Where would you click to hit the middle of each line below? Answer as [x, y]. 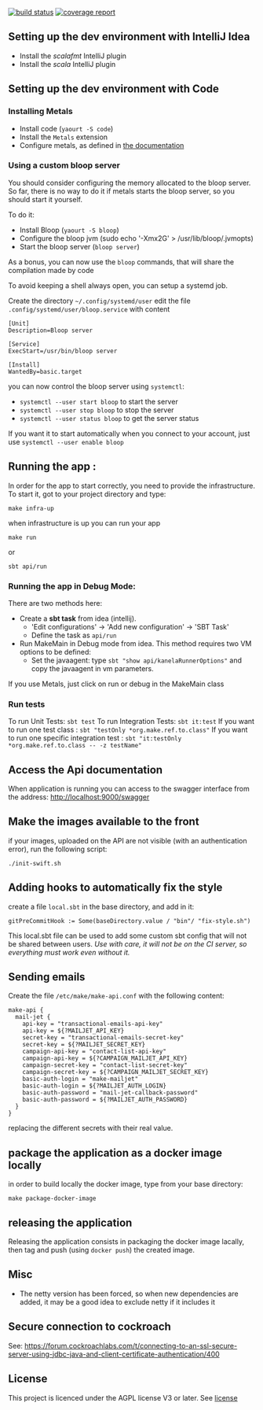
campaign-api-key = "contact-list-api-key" [95, 1052]
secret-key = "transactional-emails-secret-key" [103, 1038]
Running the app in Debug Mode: [72, 586]
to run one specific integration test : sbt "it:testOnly [95, 738]
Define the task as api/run [74, 635]
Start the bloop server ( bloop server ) [79, 246]
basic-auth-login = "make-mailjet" [80, 1079]
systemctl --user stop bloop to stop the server [97, 410]
